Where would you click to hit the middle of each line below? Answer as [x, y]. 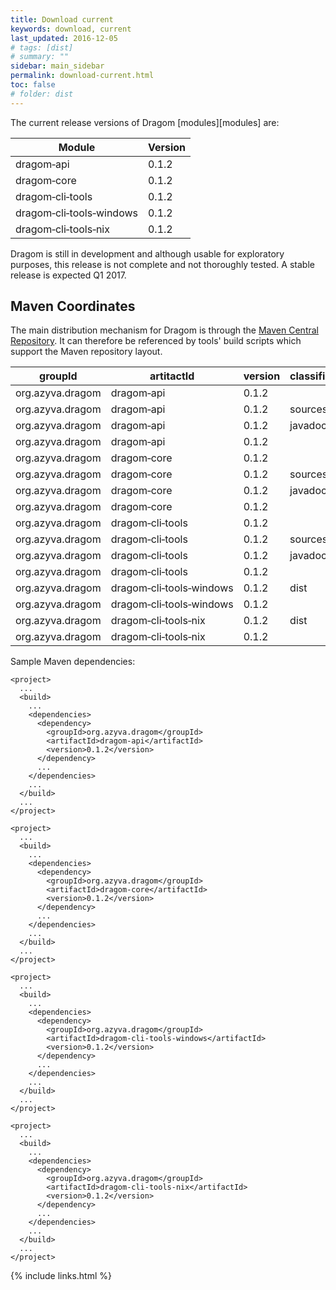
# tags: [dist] [42, 47]
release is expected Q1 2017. [68, 275]
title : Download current [62, 19]
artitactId [172, 376]
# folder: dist [42, 94]
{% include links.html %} [61, 1276]
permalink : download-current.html [82, 76]
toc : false [33, 85]
